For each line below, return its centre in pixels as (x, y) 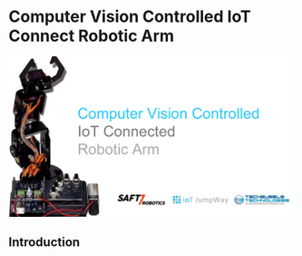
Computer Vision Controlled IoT (130, 17)
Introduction (44, 242)
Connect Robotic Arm (91, 36)
